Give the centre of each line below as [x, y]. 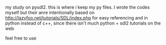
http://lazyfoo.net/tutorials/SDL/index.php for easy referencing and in [77, 18]
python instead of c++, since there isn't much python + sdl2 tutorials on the [83, 23]
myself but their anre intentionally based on [50, 12]
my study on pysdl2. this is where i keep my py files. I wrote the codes [77, 7]
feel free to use [21, 38]
